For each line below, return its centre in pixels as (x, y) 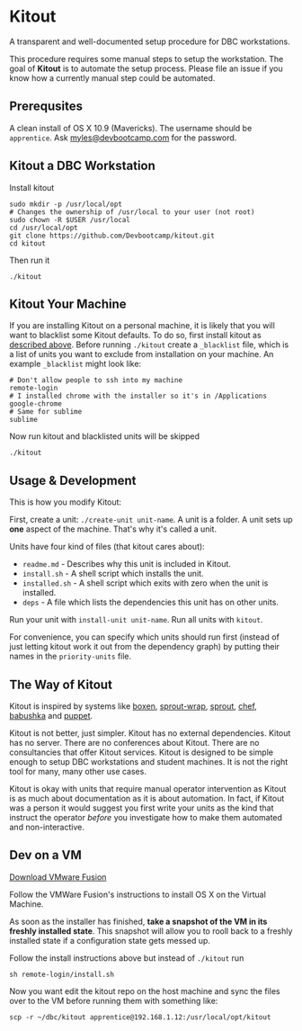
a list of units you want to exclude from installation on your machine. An (142, 354)
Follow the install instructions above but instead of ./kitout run (127, 958)
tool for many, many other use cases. (78, 771)
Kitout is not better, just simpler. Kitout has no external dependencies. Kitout (150, 733)
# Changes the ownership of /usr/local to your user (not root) (132, 212)
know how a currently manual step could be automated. (112, 77)
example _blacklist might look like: (75, 364)
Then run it (30, 260)
